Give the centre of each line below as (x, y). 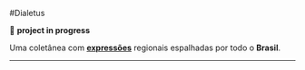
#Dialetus (27, 13)
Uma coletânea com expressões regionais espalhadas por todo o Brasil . (145, 48)
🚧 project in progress (50, 30)
